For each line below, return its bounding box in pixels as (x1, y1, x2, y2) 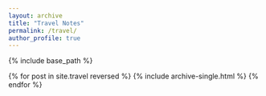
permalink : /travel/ (8, 26, 78, 34)
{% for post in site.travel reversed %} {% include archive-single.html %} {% (8, 71, 259, 81)
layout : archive (8, 11, 63, 20)
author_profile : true (8, 34, 81, 42)
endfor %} (8, 80, 43, 90)
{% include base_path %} (8, 56, 93, 66)
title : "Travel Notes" (8, 19, 84, 27)
